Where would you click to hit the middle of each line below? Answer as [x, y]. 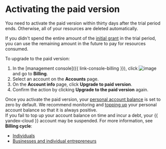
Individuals [23, 135]
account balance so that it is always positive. [51, 110]
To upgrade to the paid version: [37, 58]
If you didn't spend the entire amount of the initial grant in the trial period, [81, 38]
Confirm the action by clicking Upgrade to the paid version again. [80, 89]
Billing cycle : [19, 126]
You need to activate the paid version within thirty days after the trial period [83, 23]
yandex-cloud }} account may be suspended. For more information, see [79, 120]
